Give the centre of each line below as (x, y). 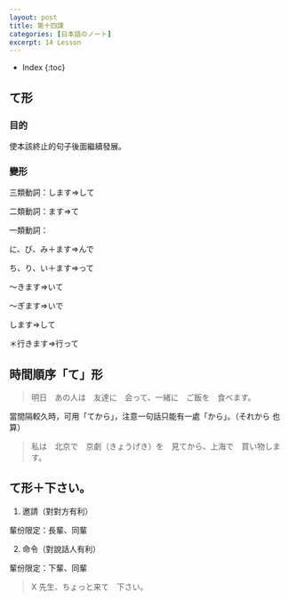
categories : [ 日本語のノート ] (60, 34)
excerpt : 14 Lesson (45, 42)
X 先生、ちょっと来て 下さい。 (89, 587)
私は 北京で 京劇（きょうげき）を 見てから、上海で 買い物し (152, 446)
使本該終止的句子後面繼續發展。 (68, 146)
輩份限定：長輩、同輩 (48, 530)
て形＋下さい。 (50, 488)
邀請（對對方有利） (57, 511)
